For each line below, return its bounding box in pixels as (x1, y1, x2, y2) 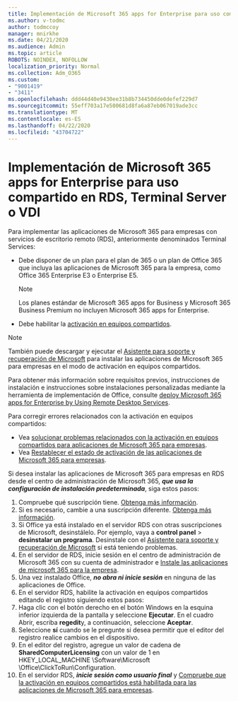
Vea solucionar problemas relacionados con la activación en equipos (18, 433, 219, 442)
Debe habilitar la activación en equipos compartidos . (18, 319, 172, 329)
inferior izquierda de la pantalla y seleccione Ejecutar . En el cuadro (18, 611, 214, 619)
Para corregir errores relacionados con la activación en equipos (8, 412, 194, 420)
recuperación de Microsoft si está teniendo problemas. (18, 543, 179, 552)
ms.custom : (8, 76, 40, 83)
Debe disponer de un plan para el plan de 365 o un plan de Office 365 (18, 256, 222, 265)
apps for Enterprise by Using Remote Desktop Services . (8, 399, 170, 407)
